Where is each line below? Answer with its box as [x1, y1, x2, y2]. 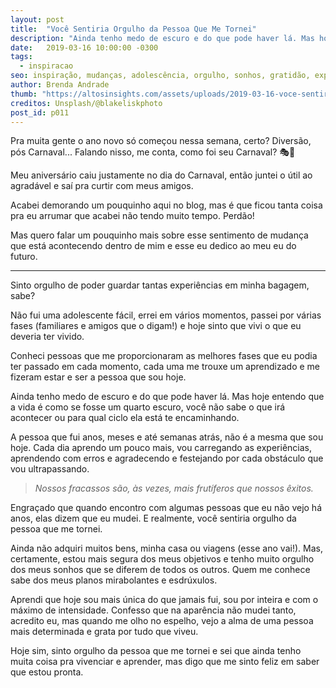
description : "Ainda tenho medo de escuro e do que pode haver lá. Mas [10, 33, 315, 43]
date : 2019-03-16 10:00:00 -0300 [10, 42, 159, 53]
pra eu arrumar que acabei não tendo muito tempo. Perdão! [10, 210, 255, 222]
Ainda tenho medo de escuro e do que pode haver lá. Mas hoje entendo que [10, 391, 325, 403]
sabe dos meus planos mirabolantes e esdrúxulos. [10, 574, 218, 586]
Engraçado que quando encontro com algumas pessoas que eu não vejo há [10, 502, 322, 514]
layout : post [10, 14, 65, 25]
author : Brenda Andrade [10, 80, 110, 90]
